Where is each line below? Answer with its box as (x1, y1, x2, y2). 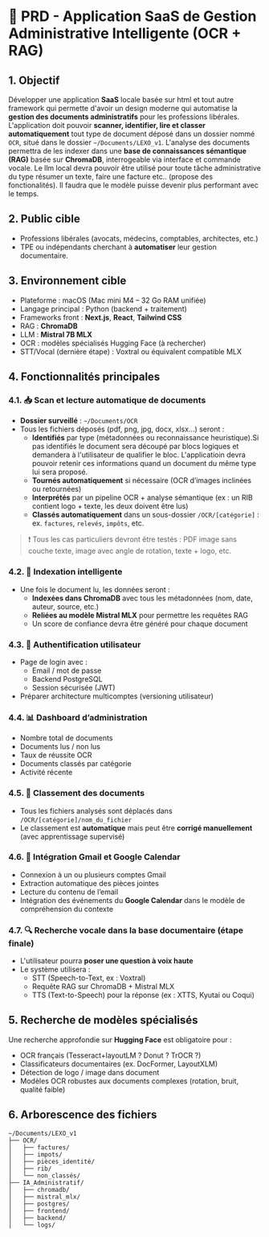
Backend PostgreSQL (31, 674, 103, 683)
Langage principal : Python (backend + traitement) (19, 303, 187, 313)
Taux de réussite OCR (19, 750, 92, 760)
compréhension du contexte (19, 904, 114, 913)
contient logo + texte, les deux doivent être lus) (31, 501, 189, 511)
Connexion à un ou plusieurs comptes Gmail (19, 869, 166, 880)
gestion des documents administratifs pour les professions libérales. (8, 112, 239, 122)
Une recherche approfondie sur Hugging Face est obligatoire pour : (8, 1034, 232, 1045)
